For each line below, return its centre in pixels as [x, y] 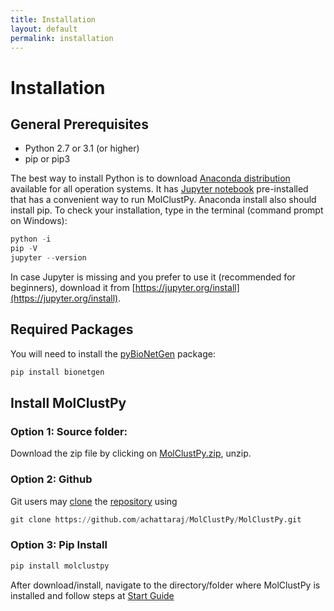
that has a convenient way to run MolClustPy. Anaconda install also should [163, 200]
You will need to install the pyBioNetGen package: [113, 353]
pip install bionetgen [57, 372]
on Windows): [39, 221]
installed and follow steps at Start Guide [92, 595]
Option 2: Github [51, 479]
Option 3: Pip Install [59, 545]
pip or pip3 [47, 159]
